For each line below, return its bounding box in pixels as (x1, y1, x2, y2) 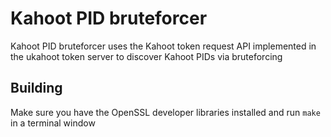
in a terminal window (10, 117, 96, 129)
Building (10, 80, 63, 97)
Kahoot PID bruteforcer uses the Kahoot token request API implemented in (10, 40, 317, 52)
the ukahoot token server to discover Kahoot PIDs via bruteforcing (10, 50, 283, 62)
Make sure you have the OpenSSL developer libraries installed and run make (10, 106, 321, 118)
